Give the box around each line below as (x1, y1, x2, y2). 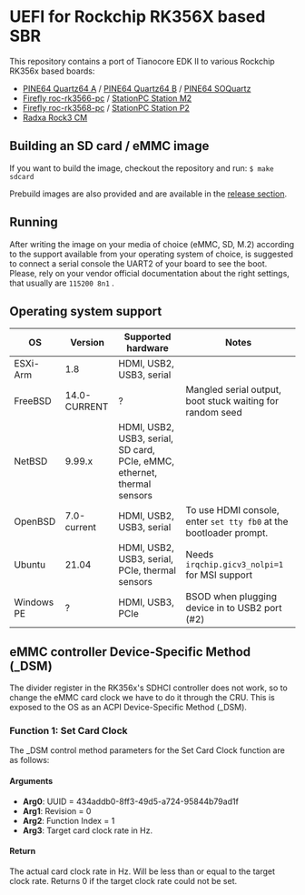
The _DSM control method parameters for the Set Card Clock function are (9, 745, 286, 756)
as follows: (9, 755, 50, 766)
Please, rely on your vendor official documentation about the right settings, (9, 267, 290, 278)
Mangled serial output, (185, 384, 281, 397)
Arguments (9, 776, 54, 787)
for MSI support (185, 568, 252, 581)
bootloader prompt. (185, 527, 269, 539)
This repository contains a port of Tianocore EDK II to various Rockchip (9, 55, 275, 66)
